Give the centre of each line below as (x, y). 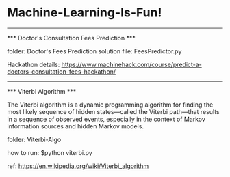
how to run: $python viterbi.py (50, 152)
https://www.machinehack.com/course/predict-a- (131, 64)
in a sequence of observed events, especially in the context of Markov (106, 119)
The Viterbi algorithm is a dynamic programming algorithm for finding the (110, 105)
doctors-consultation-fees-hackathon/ (62, 71)
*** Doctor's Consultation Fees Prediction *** (71, 38)
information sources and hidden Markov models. (75, 126)
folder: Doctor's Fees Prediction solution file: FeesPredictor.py (94, 51)
